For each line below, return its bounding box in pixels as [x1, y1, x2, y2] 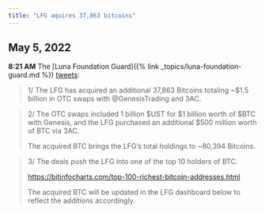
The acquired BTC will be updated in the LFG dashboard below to [27, 188, 241, 197]
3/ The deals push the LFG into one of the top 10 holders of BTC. [27, 157, 238, 166]
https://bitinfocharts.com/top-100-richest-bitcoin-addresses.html [27, 172, 240, 182]
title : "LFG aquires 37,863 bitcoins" [8, 11, 136, 20]
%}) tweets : [41, 70, 81, 80]
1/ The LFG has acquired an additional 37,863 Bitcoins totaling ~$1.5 [27, 86, 249, 95]
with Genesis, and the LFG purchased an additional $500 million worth [27, 118, 257, 127]
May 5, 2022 [8, 41, 71, 55]
